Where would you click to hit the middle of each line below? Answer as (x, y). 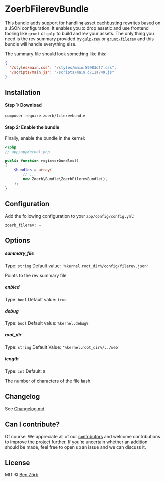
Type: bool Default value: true (36, 300)
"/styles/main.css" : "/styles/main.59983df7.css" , (63, 68)
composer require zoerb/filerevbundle (45, 116)
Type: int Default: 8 (25, 371)
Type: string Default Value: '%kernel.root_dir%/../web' (63, 347)
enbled (12, 287)
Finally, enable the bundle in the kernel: (45, 138)
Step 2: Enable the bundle (32, 127)
